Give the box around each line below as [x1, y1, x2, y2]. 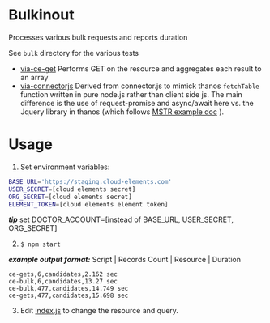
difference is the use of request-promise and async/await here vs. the [19, 98, 254, 108]
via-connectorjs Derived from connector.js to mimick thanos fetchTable [19, 81, 259, 91]
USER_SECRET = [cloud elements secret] [8, 185, 136, 193]
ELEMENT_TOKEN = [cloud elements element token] [8, 200, 169, 208]
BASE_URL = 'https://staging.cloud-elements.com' [8, 177, 173, 185]
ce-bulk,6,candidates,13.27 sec [8, 278, 118, 286]
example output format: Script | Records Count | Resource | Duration [8, 255, 242, 265]
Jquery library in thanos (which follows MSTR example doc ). [19, 107, 225, 117]
